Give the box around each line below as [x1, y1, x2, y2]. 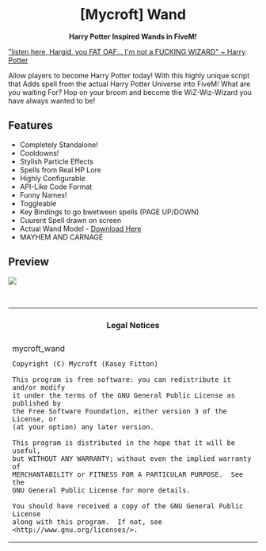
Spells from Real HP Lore [19, 164, 101, 175]
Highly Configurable [19, 173, 85, 183]
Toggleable [19, 198, 57, 208]
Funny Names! [19, 190, 67, 199]
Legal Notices [106, 319, 160, 330]
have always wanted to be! [8, 96, 96, 105]
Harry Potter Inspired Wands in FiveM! [68, 32, 198, 41]
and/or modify [12, 383, 66, 392]
